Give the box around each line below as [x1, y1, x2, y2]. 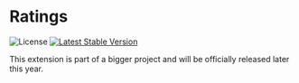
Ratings [9, 6, 69, 27]
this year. [9, 63, 43, 74]
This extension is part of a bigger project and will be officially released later [9, 53, 290, 64]
